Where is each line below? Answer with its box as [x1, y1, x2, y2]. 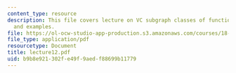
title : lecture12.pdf [7, 49, 71, 56]
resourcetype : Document [7, 42, 77, 49]
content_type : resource [7, 10, 77, 17]
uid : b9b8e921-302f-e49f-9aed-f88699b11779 [7, 56, 137, 63]
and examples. [13, 23, 55, 30]
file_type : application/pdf [7, 36, 90, 43]
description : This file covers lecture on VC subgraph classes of [7, 17, 206, 24]
